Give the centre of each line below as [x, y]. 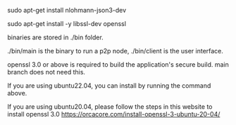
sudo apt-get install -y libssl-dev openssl [67, 24]
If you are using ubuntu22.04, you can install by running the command [109, 86]
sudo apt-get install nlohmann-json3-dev [67, 10]
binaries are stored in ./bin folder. [55, 37]
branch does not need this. [46, 72]
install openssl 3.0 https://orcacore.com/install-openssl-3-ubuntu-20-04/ [114, 114]
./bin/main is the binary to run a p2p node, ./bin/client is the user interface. [116, 51]
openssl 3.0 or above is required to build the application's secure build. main [118, 65]
